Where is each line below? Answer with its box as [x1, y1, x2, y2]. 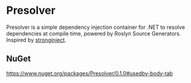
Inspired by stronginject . [6, 36, 67, 43]
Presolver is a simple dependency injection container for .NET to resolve [6, 23, 185, 31]
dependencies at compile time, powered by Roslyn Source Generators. [6, 29, 181, 37]
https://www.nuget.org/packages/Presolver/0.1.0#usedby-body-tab [6, 70, 173, 77]
